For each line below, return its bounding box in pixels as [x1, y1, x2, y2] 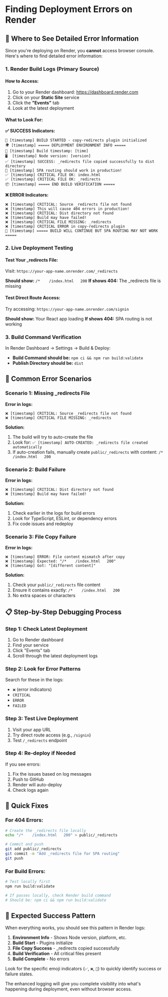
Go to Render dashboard [12, 636, 64, 642]
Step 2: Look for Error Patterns [5, 665, 81, 672]
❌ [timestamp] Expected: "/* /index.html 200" [5, 559, 116, 564]
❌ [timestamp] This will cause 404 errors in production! [5, 206, 129, 212]
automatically [12, 444, 42, 450]
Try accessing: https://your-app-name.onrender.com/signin [5, 306, 129, 312]
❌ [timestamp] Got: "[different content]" [5, 563, 96, 568]
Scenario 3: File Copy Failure [5, 533, 77, 540]
